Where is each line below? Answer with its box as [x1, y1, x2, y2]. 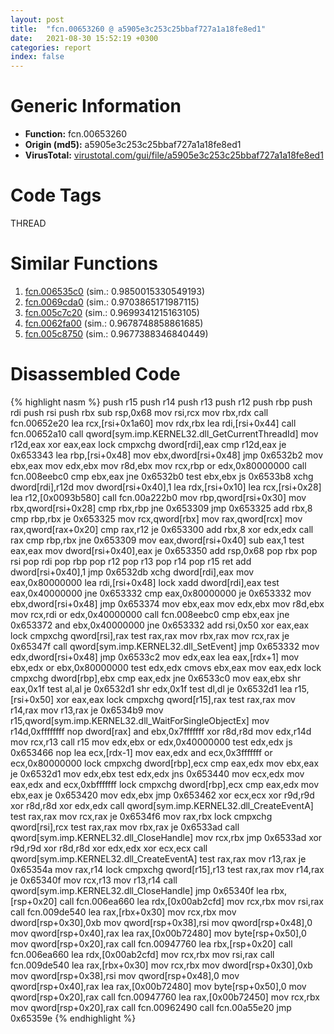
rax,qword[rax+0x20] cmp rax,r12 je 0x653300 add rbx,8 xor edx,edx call [10, 523, 314, 535]
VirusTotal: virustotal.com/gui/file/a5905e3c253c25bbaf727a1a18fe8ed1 [24, 149, 324, 161]
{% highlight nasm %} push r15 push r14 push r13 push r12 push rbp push [10, 396, 313, 408]
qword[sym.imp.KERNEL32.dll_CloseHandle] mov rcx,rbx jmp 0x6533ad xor [10, 831, 323, 843]
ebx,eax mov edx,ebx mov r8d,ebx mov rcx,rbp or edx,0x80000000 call [10, 459, 307, 471]
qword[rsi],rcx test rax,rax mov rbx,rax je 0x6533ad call [10, 821, 240, 833]
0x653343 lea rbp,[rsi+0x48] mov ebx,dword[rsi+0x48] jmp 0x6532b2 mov [10, 449, 324, 461]
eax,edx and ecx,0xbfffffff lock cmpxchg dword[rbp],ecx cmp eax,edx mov [10, 778, 320, 790]
